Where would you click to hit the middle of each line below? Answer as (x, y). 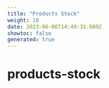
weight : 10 (23, 20)
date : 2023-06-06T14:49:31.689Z (54, 27)
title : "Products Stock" (44, 14)
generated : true (31, 40)
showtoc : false (30, 33)
